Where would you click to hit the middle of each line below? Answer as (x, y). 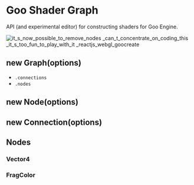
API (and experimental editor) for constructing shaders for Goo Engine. (92, 27)
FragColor (21, 175)
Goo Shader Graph (52, 10)
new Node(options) (42, 102)
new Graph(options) (44, 63)
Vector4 (18, 159)
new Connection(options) (54, 122)
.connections (31, 77)
